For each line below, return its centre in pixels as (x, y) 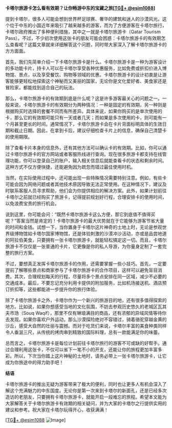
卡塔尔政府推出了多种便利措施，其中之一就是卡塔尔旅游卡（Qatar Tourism (83, 32)
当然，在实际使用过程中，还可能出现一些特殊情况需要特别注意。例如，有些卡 (86, 178)
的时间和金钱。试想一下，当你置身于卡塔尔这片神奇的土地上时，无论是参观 (84, 227)
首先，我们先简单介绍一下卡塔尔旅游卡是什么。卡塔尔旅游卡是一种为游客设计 (86, 62)
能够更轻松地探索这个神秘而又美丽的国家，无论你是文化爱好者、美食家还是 (88, 81)
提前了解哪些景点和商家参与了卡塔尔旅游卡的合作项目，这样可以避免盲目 (81, 270)
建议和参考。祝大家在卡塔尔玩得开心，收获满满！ (57, 410)
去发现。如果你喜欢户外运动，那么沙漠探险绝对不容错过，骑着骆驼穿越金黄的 (86, 319)
